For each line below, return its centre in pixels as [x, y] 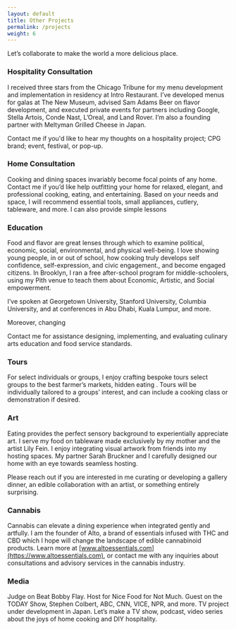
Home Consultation [41, 164]
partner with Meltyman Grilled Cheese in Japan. [77, 125]
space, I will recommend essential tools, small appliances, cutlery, [103, 202]
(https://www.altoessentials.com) [56, 556]
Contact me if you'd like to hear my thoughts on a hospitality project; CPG [114, 138]
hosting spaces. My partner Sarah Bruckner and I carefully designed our [112, 456]
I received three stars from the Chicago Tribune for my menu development [115, 87]
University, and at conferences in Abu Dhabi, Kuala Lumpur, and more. [109, 309]
